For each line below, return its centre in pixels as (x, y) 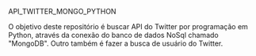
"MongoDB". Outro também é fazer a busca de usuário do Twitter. (116, 43)
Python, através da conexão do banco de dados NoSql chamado (114, 35)
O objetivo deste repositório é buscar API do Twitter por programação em (128, 26)
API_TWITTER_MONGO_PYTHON (62, 11)
